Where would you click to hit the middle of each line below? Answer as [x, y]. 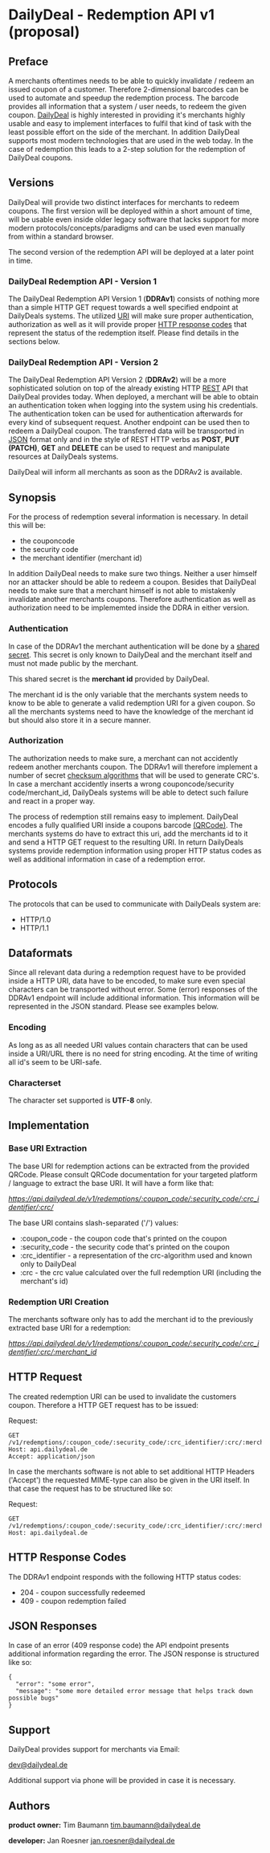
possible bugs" [34, 1698]
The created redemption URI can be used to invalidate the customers [123, 1397]
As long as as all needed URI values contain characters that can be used [128, 1045]
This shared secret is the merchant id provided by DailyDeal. [109, 679]
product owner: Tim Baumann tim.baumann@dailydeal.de [104, 1825]
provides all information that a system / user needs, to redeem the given [127, 106]
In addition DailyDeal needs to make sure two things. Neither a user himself [133, 574]
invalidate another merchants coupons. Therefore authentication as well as [132, 599]
